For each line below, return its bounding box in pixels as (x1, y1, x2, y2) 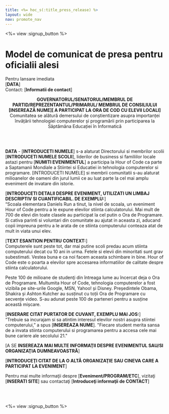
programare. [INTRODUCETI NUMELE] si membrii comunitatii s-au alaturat (5, 170, 160, 176)
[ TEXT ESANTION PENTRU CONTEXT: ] (5, 238, 88, 244)
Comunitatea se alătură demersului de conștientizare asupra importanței (10, 112, 160, 119)
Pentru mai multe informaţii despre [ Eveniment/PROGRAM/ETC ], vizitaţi (5, 373, 155, 379)
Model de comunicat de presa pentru (5, 49, 163, 60)
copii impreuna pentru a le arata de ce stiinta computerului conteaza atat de (5, 223, 163, 229)
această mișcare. (5, 302, 41, 308)
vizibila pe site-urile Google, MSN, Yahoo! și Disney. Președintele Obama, (5, 285, 157, 292)
